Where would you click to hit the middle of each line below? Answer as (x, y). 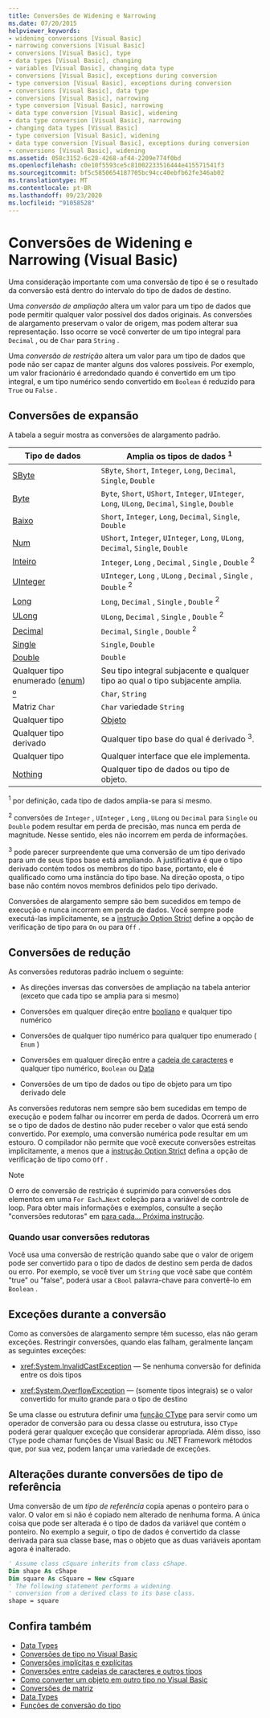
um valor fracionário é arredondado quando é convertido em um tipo (122, 373)
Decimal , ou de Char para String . (64, 341)
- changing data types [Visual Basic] (73, 128)
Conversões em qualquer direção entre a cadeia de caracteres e (127, 1060)
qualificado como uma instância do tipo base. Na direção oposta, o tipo (127, 878)
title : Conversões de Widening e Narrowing (82, 16)
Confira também (50, 1626)
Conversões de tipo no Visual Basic (79, 1654)
